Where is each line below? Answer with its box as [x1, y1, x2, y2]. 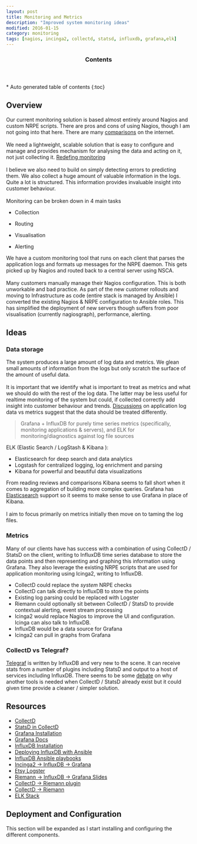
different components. [6, 831, 60, 838]
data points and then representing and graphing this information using [6, 557, 175, 564]
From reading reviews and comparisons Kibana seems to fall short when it [6, 479, 185, 486]
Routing [14, 220, 34, 227]
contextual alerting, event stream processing [14, 606, 123, 613]
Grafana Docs [14, 736, 49, 743]
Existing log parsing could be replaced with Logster [14, 594, 139, 601]
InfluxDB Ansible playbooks [14, 755, 81, 762]
